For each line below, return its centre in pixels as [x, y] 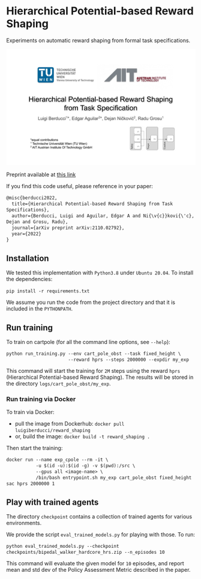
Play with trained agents [52, 502]
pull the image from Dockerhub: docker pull [70, 424]
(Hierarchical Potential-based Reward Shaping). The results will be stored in [100, 377]
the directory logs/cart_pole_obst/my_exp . [58, 383]
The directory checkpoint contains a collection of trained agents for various [99, 517]
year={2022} [27, 234]
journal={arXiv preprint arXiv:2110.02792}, [68, 228]
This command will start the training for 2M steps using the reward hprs [93, 370]
